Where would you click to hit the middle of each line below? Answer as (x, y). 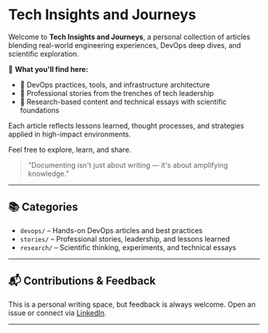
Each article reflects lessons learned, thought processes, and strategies (126, 125)
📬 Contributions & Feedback (82, 281)
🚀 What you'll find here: (48, 69)
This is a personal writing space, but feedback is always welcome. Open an (132, 304)
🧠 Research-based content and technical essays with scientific (123, 101)
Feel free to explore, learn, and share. (70, 149)
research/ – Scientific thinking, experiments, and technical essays (128, 247)
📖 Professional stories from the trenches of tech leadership (116, 93)
